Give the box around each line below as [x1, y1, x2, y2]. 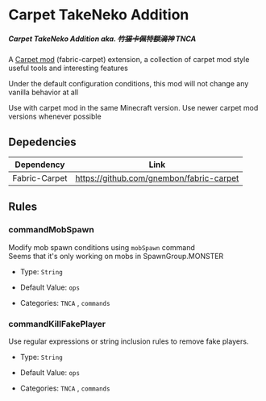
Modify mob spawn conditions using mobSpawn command [8, 242, 196, 252]
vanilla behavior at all [8, 87, 79, 98]
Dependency [15, 159, 65, 170]
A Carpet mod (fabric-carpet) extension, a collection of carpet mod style [8, 55, 250, 65]
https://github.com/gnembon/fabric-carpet [75, 172, 239, 183]
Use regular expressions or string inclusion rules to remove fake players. [8, 336, 249, 346]
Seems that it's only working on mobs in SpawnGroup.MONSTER [8, 251, 224, 261]
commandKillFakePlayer [8, 318, 106, 329]
